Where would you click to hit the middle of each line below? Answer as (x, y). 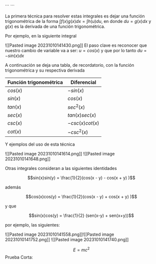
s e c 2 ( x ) (76, 107)
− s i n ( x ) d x (15, 56)
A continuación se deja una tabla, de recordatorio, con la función (70, 65)
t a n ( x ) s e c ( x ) (82, 115)
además (13, 187)
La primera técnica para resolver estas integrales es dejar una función (75, 16)
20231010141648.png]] (28, 159)
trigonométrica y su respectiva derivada (45, 70)
